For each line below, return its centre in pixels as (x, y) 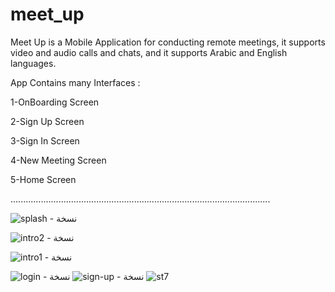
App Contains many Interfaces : (75, 82)
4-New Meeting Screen (58, 160)
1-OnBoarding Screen (55, 102)
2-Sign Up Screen (47, 121)
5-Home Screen (43, 179)
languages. (33, 63)
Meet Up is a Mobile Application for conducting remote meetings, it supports (168, 42)
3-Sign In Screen (45, 140)
